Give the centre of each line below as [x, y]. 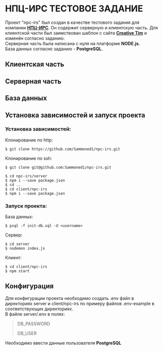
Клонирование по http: [29, 140]
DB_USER [27, 333]
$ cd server [17, 244]
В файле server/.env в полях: [35, 314]
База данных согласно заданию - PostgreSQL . [54, 49]
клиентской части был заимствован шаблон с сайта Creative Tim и [76, 33]
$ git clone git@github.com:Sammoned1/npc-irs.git [58, 167]
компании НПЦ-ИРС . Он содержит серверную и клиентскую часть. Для [81, 27]
